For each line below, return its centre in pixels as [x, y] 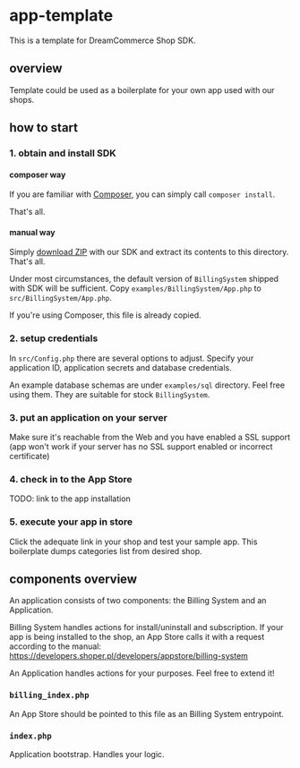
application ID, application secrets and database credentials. [120, 367]
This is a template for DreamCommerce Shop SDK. [103, 40]
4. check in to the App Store [71, 479]
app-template [61, 16]
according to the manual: [55, 646]
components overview [73, 580]
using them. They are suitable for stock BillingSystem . [110, 394]
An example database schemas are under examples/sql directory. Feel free [147, 385]
